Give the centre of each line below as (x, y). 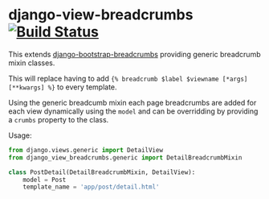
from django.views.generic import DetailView (86, 150)
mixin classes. (32, 63)
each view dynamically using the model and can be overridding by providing (133, 111)
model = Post (45, 180)
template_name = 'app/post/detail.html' (91, 187)
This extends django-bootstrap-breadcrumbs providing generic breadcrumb (134, 54)
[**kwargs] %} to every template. (63, 87)
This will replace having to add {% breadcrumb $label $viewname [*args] (128, 78)
